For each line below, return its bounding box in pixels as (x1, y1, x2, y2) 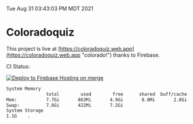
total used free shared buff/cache (46, 91, 187, 97)
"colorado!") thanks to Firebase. (81, 51, 160, 58)
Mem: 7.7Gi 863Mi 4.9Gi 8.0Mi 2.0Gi (6, 97, 187, 103)
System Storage (6, 107, 44, 114)
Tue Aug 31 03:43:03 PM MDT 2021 (6, 5, 94, 12)
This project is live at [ (6, 45, 61, 52)
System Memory (6, 86, 42, 92)
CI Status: (6, 63, 30, 70)
